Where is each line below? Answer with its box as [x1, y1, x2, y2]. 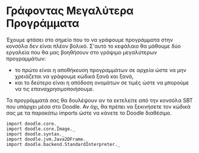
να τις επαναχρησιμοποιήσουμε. [14, 85, 95, 92]
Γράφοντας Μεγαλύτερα [6, 4, 134, 18]
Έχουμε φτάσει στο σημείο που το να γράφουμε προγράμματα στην [6, 36, 174, 43]
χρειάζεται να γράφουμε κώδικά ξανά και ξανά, [14, 73, 134, 80]
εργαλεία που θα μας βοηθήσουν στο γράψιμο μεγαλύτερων [6, 48, 158, 56]
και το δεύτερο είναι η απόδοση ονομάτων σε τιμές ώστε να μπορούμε [14, 79, 190, 86]
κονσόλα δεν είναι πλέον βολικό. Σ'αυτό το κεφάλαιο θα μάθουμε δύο [6, 43, 181, 50]
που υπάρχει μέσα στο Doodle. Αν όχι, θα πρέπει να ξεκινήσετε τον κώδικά [6, 103, 191, 110]
